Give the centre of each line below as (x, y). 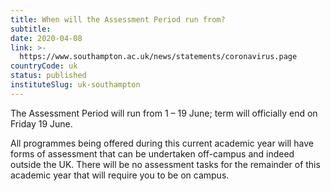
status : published (48, 76)
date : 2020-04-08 (46, 38)
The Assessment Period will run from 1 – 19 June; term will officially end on (164, 113)
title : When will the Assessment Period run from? (118, 19)
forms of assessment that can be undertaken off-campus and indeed (152, 153)
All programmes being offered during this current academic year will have (162, 143)
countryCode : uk (44, 66)
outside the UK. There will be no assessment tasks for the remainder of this (165, 164)
